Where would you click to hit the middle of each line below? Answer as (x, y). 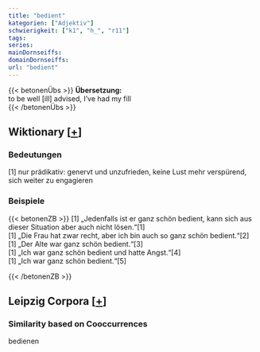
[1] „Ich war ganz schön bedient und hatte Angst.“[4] (95, 252)
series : (21, 45)
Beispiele (27, 201)
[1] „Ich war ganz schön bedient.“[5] (68, 260)
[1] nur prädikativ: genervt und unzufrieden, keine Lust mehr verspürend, (128, 172)
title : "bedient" (37, 16)
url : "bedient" (33, 68)
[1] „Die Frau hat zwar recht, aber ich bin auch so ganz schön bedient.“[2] (129, 235)
